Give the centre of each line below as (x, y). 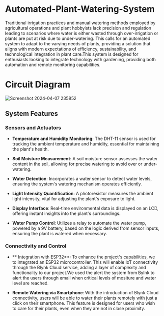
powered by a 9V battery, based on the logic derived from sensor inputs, (86, 228)
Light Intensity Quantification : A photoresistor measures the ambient (83, 193)
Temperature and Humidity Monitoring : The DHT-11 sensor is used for (84, 139)
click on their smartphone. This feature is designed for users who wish (83, 303)
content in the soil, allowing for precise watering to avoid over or (77, 164)
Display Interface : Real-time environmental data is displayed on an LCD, (85, 208)
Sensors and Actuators (33, 128)
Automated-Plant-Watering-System (80, 9)
